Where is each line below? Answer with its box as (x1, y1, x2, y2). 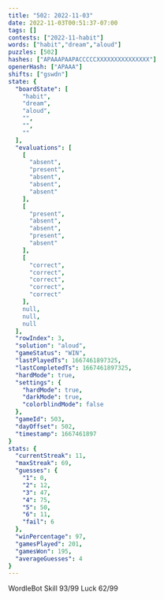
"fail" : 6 (22, 518, 55, 526)
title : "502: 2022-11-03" (8, 11, 93, 20)
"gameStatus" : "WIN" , (15, 349, 87, 358)
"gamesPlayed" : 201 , (15, 540, 83, 548)
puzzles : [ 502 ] (8, 48, 58, 56)
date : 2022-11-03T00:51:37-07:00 (8, 19, 118, 27)
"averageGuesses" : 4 (15, 554, 83, 563)
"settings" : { (15, 378, 61, 387)
